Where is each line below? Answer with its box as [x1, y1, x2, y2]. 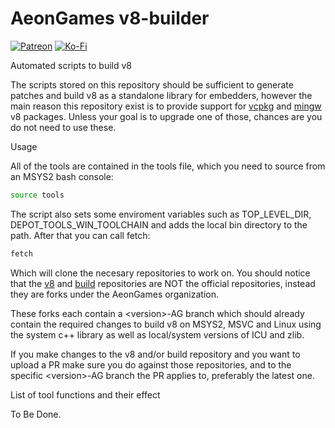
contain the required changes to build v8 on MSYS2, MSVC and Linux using [10, 318, 322, 330]
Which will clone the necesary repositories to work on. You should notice [10, 267, 311, 279]
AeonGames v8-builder [10, 7, 210, 30]
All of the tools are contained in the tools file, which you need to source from [10, 160, 326, 172]
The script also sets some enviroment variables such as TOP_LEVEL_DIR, [10, 208, 312, 220]
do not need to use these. [10, 121, 117, 133]
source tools [10, 190, 65, 200]
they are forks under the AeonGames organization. [10, 288, 220, 300]
